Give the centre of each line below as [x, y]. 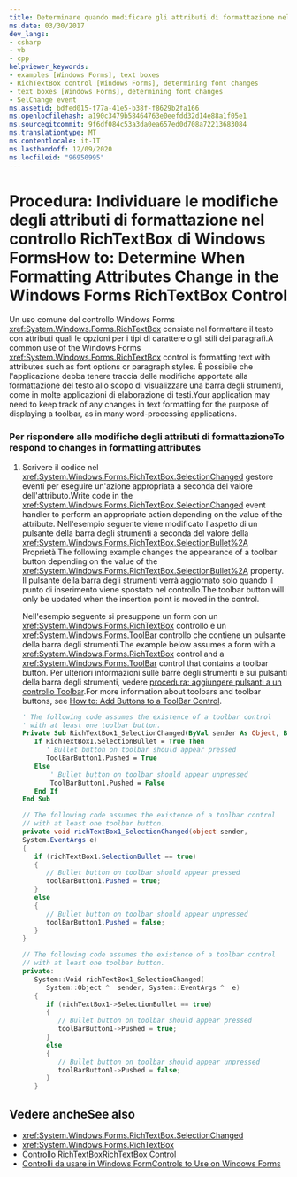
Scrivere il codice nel [60, 467]
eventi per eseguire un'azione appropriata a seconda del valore [137, 486]
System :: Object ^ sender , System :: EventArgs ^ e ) [143, 987]
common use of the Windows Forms [75, 348]
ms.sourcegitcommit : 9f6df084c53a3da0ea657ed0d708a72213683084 [128, 125]
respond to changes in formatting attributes [105, 448]
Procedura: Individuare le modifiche [144, 201]
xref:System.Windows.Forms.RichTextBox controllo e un [124, 625]
